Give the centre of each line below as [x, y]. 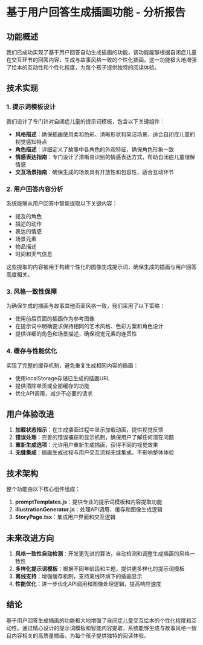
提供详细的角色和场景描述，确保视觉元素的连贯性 [76, 334]
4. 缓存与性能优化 [32, 351]
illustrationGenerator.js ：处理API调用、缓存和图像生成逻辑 [89, 510]
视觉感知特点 [31, 141]
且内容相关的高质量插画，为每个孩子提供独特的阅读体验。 [78, 635]
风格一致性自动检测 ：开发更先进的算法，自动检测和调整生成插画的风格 [102, 554]
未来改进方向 [30, 538]
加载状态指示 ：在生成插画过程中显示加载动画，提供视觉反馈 [89, 430]
